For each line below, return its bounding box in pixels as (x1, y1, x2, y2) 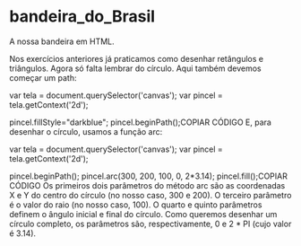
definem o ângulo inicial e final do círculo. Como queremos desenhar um (9, 208, 278, 219)
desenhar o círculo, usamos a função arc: (9, 126, 163, 136)
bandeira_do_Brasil (9, 6, 155, 27)
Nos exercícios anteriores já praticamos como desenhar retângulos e (9, 53, 264, 64)
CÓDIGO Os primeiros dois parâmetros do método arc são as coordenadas (9, 180, 286, 190)
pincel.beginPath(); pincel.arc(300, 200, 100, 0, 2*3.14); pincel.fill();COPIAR (9, 171, 288, 181)
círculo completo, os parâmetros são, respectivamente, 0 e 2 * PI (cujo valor (9, 218, 292, 229)
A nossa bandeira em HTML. (9, 36, 115, 47)
